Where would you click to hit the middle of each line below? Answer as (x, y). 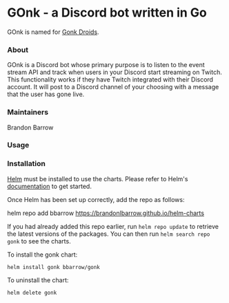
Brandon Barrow (30, 127)
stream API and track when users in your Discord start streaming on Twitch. (114, 72)
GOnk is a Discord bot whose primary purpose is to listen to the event (106, 65)
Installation (27, 164)
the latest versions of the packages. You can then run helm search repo (109, 234)
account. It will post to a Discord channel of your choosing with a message (113, 87)
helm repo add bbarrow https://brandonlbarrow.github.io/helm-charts (106, 213)
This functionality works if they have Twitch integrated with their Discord (110, 80)
